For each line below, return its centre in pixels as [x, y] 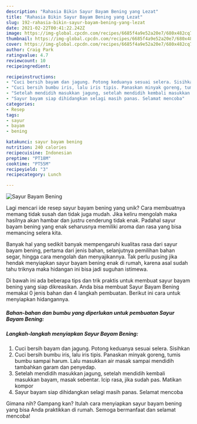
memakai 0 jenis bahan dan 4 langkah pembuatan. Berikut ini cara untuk [93, 293]
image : [14, 33]
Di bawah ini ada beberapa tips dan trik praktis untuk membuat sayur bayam [98, 281]
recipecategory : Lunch [34, 175]
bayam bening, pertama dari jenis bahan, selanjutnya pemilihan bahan [91, 251]
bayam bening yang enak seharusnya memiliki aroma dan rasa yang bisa [94, 227]
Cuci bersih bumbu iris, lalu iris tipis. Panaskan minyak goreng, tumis [97, 355]
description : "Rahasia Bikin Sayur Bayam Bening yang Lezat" [82, 11]
